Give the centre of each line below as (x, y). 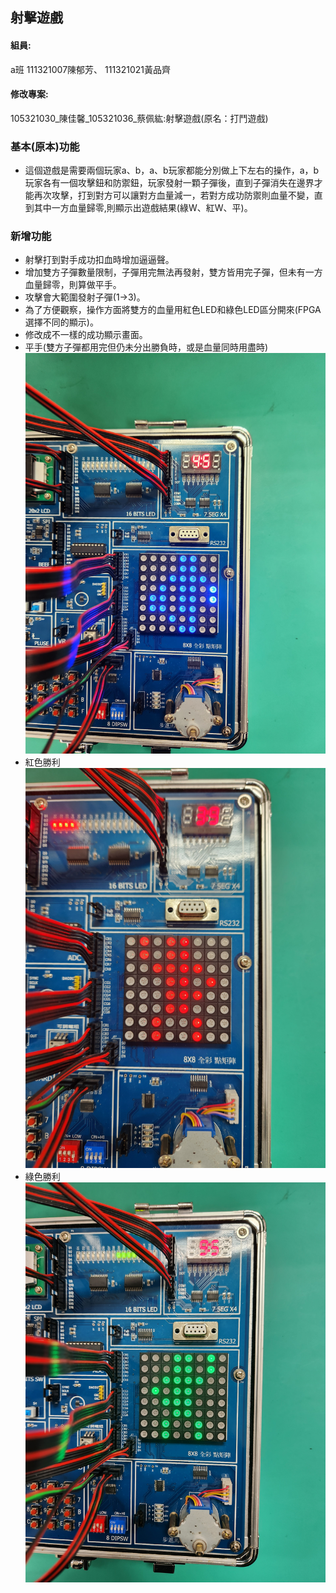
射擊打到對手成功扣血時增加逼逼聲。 (99, 260)
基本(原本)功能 (45, 146)
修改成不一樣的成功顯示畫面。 (86, 335)
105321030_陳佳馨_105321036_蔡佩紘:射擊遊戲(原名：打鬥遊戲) (139, 118)
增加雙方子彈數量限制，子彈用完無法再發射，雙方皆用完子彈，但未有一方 (173, 272)
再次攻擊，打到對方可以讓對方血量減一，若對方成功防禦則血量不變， (174, 195)
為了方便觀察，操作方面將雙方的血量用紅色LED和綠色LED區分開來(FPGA (173, 310)
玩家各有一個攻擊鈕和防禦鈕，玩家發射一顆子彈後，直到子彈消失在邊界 (169, 183)
